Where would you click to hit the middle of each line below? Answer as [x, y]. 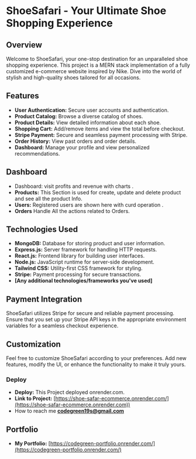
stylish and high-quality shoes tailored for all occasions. [73, 78]
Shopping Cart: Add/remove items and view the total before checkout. [100, 129]
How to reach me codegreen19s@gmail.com [69, 411]
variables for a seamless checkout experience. [62, 326]
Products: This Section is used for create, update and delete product [98, 192]
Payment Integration [44, 299]
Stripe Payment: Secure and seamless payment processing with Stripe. [101, 135]
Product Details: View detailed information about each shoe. [88, 122]
